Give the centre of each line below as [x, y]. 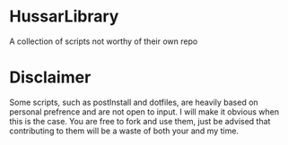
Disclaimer [50, 77]
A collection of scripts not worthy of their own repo [104, 41]
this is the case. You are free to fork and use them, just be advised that [140, 121]
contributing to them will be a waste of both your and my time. [124, 131]
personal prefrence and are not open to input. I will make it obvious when [144, 111]
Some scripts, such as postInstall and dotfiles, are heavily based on [134, 102]
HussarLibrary [64, 17]
